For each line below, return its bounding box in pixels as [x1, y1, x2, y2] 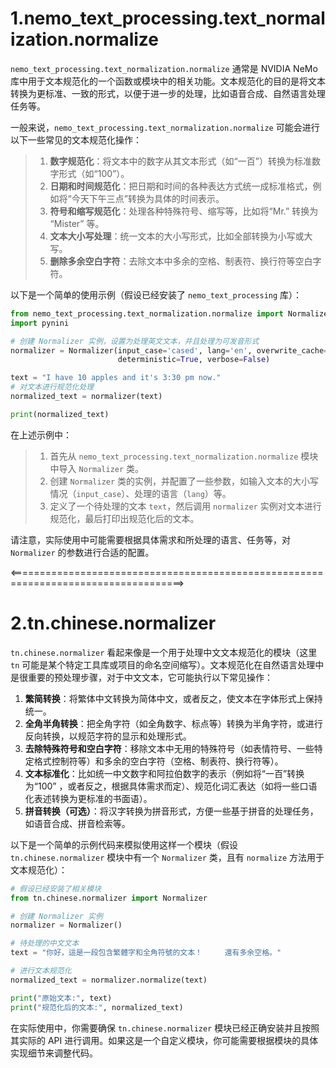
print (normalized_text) [10, 409, 110, 419]
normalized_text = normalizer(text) [10, 392, 163, 402]
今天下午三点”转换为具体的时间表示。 [71, 192, 225, 204]
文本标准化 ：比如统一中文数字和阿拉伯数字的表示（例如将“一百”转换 [24, 767, 305, 779]
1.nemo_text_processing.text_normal [10, 7, 326, 30]
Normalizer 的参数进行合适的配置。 [10, 546, 155, 558]
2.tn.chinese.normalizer [10, 612, 217, 634]
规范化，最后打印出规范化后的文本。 [49, 512, 200, 524]
